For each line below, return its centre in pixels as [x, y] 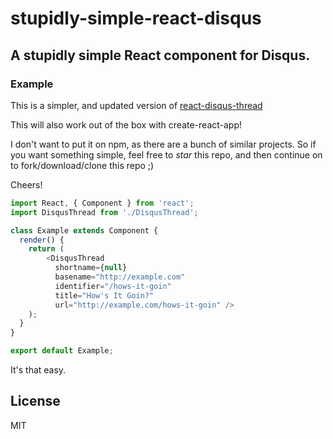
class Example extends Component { [84, 230]
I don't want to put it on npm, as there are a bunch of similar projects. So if [163, 144]
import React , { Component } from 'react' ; [102, 203]
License [35, 401]
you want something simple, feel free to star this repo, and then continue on [166, 154]
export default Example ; [62, 351]
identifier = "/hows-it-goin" [113, 286]
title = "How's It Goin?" [104, 295]
